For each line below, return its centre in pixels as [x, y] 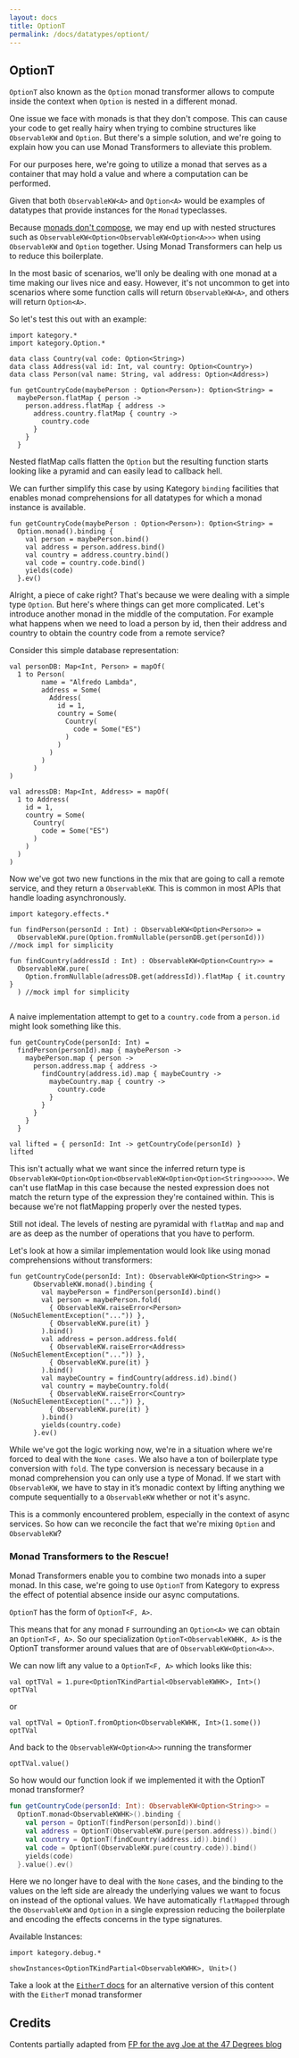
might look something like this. [66, 1026]
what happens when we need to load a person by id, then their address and [148, 624]
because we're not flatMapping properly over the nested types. [126, 1206]
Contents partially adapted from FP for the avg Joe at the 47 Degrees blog [146, 2045]
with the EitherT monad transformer [76, 1995]
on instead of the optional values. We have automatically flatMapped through [149, 1901]
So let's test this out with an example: [78, 319]
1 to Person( [42, 675]
